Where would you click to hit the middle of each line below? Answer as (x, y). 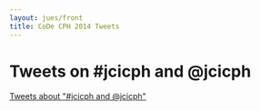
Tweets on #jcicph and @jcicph (130, 71)
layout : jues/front (46, 18)
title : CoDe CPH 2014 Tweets (65, 26)
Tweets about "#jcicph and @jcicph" (78, 96)
